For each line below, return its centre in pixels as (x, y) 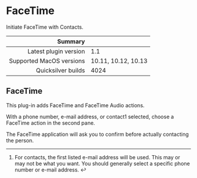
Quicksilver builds (60, 70)
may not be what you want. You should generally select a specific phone (102, 163)
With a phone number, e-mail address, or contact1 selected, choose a (90, 117)
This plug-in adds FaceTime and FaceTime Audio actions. (75, 105)
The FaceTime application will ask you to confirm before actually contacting (98, 134)
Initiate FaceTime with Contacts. (45, 27)
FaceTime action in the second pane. (51, 123)
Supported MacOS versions (47, 61)
